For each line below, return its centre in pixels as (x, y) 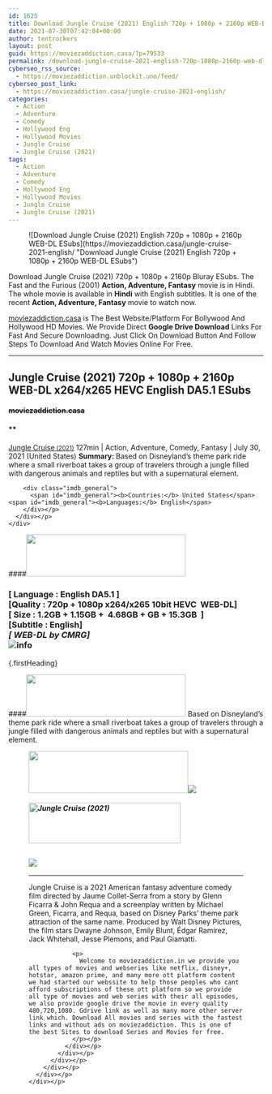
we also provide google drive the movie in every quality (128, 1004)
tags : (17, 159)
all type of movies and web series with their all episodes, (134, 997)
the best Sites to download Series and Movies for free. (127, 1032)
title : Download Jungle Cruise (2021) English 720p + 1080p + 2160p (126, 24)
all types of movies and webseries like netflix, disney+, (130, 968)
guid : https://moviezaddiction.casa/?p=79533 (86, 54)
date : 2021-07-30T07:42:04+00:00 (65, 31)
